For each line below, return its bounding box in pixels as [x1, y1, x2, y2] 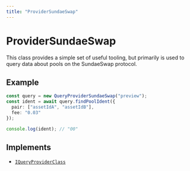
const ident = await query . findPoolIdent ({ [6, 99, 116, 104]
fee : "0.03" [11, 110, 42, 116]
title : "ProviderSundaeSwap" [6, 8, 78, 15]
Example [6, 77, 39, 87]
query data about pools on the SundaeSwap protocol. [6, 60, 138, 67]
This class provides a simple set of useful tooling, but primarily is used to [6, 54, 185, 61]
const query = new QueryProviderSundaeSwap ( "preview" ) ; [6, 93, 147, 99]
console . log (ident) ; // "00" [6, 126, 78, 132]
